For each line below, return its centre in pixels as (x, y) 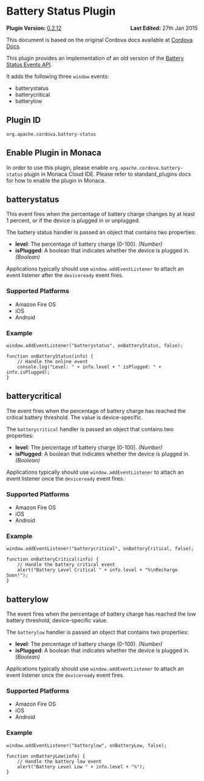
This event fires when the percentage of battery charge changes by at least (101, 214)
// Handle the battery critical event (66, 565)
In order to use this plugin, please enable (57, 167)
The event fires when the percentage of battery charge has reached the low (101, 614)
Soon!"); (17, 575)
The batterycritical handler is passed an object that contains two (90, 429)
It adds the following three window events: (58, 76)
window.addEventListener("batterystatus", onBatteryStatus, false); (95, 345)
